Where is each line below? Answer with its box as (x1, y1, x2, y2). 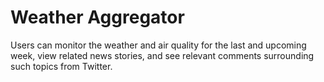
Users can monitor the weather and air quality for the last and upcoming (10, 39, 307, 51)
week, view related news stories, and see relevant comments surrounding (10, 49, 315, 61)
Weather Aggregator (10, 6, 185, 29)
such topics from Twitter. (10, 60, 113, 72)
